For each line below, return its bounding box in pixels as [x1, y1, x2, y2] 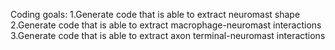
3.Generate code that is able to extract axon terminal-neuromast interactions [10, 30, 326, 41]
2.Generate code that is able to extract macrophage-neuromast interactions [10, 19, 322, 31]
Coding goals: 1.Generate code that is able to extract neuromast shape [10, 9, 301, 20]
